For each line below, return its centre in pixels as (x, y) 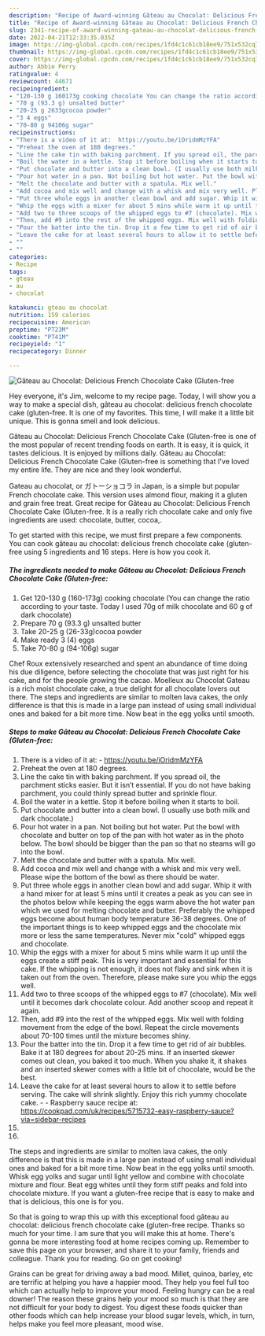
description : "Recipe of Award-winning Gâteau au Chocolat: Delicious (127, 15)
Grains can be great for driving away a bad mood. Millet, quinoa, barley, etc (131, 1273)
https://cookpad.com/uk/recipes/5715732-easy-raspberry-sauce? (127, 1111)
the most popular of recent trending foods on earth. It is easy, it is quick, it (129, 445)
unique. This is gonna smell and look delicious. (85, 421)
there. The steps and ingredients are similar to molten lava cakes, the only (129, 696)
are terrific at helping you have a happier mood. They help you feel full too (129, 1282)
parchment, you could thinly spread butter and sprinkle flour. (118, 793)
